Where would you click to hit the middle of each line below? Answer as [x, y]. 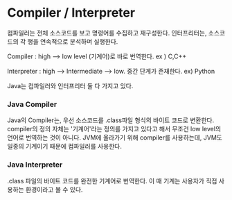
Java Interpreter [35, 165]
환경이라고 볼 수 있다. [54, 190]
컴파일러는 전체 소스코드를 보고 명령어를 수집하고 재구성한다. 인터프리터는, [107, 33]
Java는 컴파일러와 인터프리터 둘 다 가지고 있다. [70, 85]
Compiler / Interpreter [71, 13]
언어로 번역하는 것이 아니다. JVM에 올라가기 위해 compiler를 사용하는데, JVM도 [115, 137]
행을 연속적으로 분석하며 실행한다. [73, 41]
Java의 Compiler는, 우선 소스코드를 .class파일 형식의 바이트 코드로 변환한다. [111, 120]
